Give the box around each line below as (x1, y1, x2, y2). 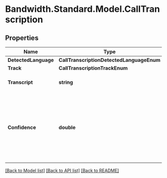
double (59, 124, 76, 131)
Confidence (7, 124, 36, 131)
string (59, 79, 74, 86)
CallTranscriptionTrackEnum (59, 65, 128, 71)
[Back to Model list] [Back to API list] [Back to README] (5, 168, 119, 174)
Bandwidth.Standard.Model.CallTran (5, 3, 160, 15)
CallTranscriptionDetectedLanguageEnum (59, 57, 161, 63)
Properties (5, 34, 39, 42)
